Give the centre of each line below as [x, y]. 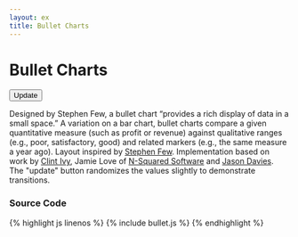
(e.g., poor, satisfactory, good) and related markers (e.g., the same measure [148, 143]
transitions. [30, 180]
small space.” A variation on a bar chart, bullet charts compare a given [138, 123]
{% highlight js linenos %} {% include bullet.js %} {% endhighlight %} [137, 223]
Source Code [38, 203]
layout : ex [29, 17]
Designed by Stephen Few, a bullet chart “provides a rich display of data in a [149, 114]
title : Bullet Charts [49, 26]
